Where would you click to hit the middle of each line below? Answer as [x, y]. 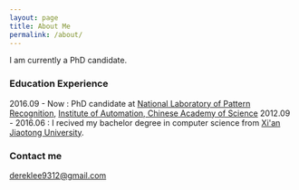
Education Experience [59, 84]
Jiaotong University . [47, 132]
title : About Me [40, 26]
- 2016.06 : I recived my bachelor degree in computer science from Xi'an [145, 122]
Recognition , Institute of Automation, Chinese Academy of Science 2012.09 [150, 113]
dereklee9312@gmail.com [58, 175]
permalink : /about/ [46, 34]
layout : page [34, 18]
